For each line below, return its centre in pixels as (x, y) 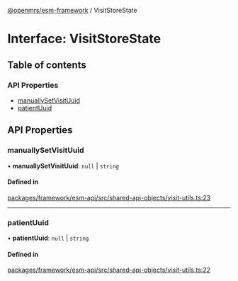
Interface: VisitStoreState (84, 39)
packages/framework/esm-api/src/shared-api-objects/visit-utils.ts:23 (109, 197)
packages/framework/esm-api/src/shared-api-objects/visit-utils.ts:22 (109, 270)
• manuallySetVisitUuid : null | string (63, 166)
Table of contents (47, 65)
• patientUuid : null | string (48, 238)
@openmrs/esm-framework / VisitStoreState (72, 10)
